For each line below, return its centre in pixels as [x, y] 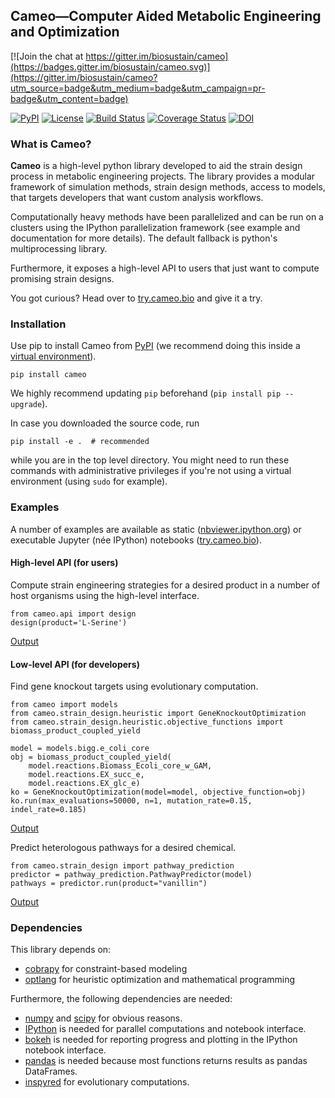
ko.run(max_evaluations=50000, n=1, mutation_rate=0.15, [131, 801]
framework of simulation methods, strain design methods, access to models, [168, 187]
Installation [38, 324]
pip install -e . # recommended [80, 442]
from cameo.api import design [73, 614]
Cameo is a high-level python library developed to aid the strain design [156, 166]
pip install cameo [48, 375]
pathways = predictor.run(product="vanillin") [109, 884]
